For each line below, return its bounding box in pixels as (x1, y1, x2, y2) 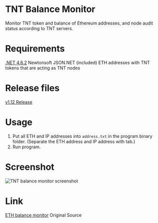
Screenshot (5, 161, 54, 172)
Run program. (12, 144, 41, 150)
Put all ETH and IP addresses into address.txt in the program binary (12, 133, 152, 139)
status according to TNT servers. (5, 25, 73, 31)
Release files (5, 83, 60, 94)
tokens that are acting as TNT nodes (5, 65, 80, 71)
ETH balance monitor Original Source (5, 212, 82, 218)
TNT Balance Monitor (5, 4, 96, 15)
